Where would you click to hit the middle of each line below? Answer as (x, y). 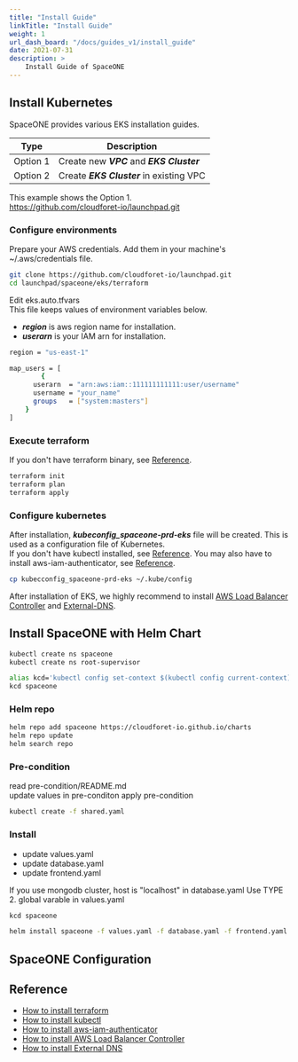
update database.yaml (63, 863)
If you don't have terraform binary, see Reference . (101, 460)
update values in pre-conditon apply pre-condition (101, 796)
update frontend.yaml (62, 873)
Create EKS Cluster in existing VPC (132, 176)
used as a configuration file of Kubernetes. (87, 544)
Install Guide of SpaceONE (75, 67)
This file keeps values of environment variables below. (108, 309)
